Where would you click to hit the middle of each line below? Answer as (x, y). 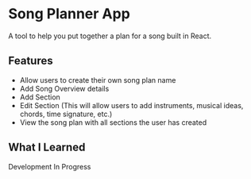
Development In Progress (50, 166)
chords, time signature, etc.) (66, 114)
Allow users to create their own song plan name (98, 80)
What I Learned (47, 148)
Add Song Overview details (64, 88)
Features (31, 61)
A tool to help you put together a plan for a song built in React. (110, 36)
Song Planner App (70, 14)
